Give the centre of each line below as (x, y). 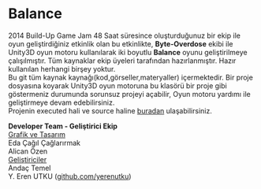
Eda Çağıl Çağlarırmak (45, 143)
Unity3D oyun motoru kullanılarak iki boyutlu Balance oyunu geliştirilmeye (128, 52)
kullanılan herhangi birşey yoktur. (62, 69)
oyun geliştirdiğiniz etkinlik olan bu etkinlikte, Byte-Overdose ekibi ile (121, 43)
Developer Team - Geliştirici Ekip (63, 126)
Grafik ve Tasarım (37, 134)
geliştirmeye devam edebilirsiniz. (62, 102)
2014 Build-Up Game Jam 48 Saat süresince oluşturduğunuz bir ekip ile (124, 35)
